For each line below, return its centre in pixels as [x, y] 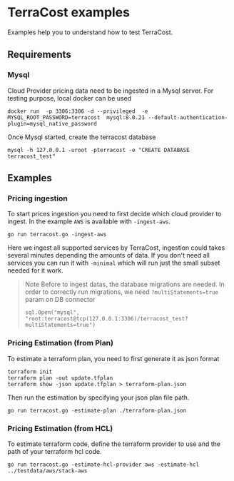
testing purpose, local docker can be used [70, 98]
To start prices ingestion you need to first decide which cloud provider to [115, 214]
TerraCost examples [69, 12]
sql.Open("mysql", [52, 313]
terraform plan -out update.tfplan [60, 378]
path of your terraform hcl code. [55, 451]
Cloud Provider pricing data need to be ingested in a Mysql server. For [111, 91]
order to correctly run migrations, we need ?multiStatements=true [122, 292]
